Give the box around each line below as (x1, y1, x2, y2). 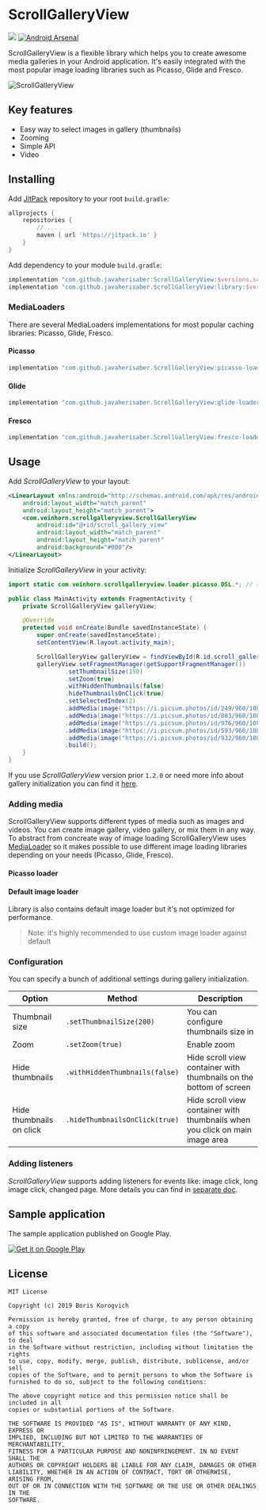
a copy (8, 1323, 30, 1331)
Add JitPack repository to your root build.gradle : (8, 194, 169, 203)
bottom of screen (186, 1082, 251, 1093)
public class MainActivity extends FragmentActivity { (8, 595, 193, 603)
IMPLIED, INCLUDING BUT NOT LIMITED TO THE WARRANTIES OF (8, 1434, 203, 1442)
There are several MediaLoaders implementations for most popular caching (8, 320, 255, 329)
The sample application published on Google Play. (8, 1228, 172, 1238)
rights (8, 1351, 30, 1359)
